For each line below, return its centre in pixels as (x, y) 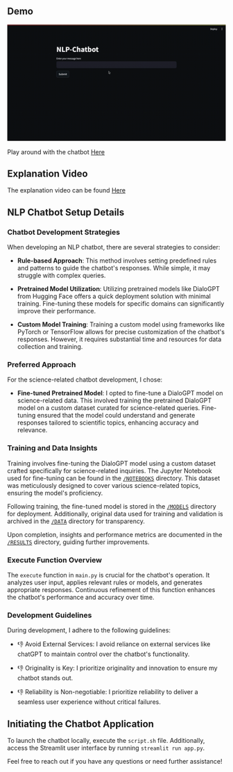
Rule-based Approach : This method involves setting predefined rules (117, 261)
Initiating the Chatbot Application (81, 724)
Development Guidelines (50, 615)
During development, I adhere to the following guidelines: (89, 630)
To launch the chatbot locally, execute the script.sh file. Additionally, (106, 741)
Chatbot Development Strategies (63, 232)
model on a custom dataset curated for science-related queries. (109, 408)
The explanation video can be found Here (67, 190)
